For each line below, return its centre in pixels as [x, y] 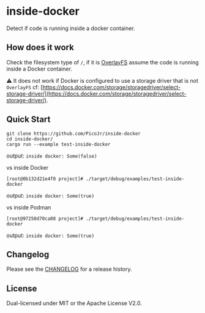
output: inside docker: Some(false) [52, 156]
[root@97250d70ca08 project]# [45, 219]
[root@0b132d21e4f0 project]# [45, 179]
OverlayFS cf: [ [24, 87]
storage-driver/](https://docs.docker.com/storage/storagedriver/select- [96, 94]
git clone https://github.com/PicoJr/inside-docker [73, 134]
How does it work [40, 47]
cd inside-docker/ [30, 139]
